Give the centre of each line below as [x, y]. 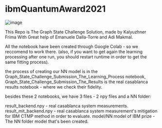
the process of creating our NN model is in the [52, 71]
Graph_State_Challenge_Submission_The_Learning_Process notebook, [75, 76]
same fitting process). [27, 62]
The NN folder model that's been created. [47, 121]
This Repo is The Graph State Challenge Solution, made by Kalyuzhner [76, 32]
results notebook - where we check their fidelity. [54, 87]
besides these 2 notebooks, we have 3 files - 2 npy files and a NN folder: [78, 96]
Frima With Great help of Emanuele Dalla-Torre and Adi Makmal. [69, 37]
